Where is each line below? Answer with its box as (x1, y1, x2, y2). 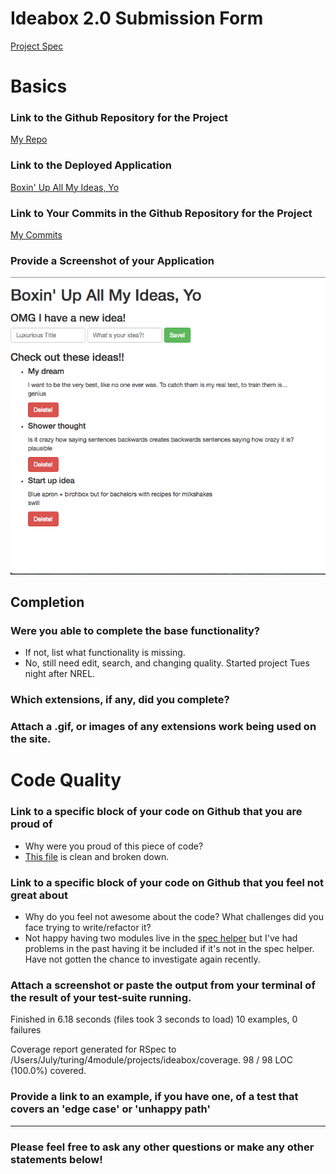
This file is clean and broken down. (24, 850, 170, 862)
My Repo (10, 133, 48, 146)
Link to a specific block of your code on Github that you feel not (10, 875, 325, 889)
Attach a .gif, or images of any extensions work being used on (10, 720, 317, 734)
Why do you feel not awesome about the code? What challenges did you (24, 911, 324, 922)
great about (10, 888, 68, 902)
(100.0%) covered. (10, 1065, 87, 1077)
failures (10, 1024, 42, 1036)
